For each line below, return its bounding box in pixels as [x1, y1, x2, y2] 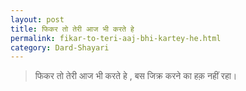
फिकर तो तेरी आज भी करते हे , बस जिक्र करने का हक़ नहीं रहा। [34, 70, 238, 82]
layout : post [10, 14, 65, 25]
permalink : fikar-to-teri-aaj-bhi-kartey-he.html [10, 33, 222, 43]
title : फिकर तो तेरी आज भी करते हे [10, 24, 135, 34]
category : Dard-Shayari [10, 42, 110, 53]
